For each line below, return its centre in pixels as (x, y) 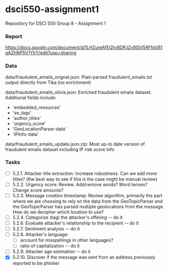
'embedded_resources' (37, 107)
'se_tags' (22, 113)
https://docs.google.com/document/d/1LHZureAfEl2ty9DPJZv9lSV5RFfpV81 (84, 48)
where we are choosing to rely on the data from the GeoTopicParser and (88, 201)
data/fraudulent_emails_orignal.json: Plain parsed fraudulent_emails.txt (79, 77)
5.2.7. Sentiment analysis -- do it (46, 229)
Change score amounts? (38, 190)
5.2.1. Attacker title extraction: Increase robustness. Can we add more (85, 173)
